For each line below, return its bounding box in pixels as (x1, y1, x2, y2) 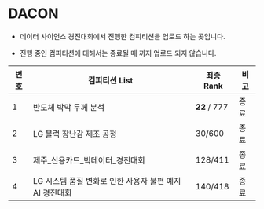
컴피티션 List (87, 75, 134, 86)
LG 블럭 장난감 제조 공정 (32, 128, 117, 139)
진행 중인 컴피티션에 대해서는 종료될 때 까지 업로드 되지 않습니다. (19, 48, 217, 57)
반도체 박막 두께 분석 (32, 101, 104, 112)
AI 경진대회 (32, 187, 72, 198)
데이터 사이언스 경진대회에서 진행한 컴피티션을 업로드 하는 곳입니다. (19, 31, 225, 41)
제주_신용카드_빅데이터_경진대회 (32, 155, 145, 166)
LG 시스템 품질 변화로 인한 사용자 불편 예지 (32, 175, 181, 186)
